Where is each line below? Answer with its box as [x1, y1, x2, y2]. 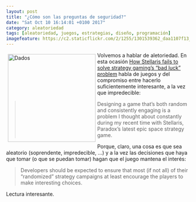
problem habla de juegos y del [97, 71, 170, 77]
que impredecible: [97, 89, 141, 96]
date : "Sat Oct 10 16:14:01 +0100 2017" [6, 19, 106, 25]
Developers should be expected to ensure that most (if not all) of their [20, 167, 188, 173]
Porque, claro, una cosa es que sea [97, 143, 182, 150]
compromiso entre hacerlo [97, 77, 161, 84]
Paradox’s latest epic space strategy [97, 125, 185, 132]
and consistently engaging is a [97, 107, 171, 114]
